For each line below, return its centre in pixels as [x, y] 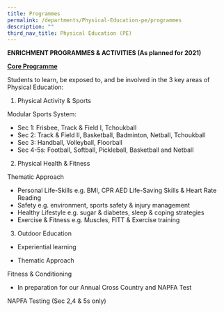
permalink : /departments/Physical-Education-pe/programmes [95, 20]
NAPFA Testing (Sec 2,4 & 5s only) [57, 301]
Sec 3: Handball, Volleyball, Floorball [70, 143]
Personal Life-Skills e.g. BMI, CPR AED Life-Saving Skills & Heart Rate [117, 190]
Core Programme [32, 66]
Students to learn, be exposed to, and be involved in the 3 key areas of [109, 80]
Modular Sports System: [42, 114]
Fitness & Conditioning [40, 274]
